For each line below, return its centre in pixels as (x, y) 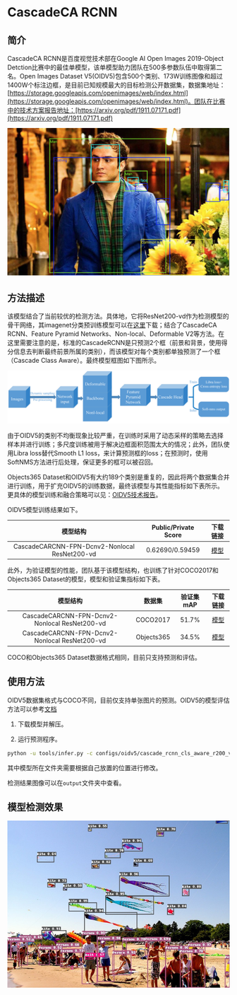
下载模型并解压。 (42, 724)
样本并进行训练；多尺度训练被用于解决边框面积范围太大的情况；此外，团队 (115, 444)
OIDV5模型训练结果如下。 (45, 510)
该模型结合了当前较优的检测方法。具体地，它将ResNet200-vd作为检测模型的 (118, 316)
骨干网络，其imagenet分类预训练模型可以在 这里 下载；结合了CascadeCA (112, 325)
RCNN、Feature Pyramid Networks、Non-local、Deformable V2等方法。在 (116, 334)
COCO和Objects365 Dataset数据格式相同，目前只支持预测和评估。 (104, 657)
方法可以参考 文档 (32, 709)
